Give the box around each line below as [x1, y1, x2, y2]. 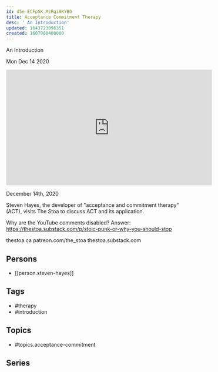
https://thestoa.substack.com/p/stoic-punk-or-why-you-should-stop [6, 226, 172, 233]
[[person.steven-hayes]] [14, 269, 74, 276]
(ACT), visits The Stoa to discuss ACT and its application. [6, 208, 145, 215]
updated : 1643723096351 [6, 25, 65, 31]
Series [6, 358, 31, 368]
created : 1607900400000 [6, 31, 65, 36]
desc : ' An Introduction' [6, 19, 69, 25]
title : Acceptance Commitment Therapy [6, 14, 101, 20]
